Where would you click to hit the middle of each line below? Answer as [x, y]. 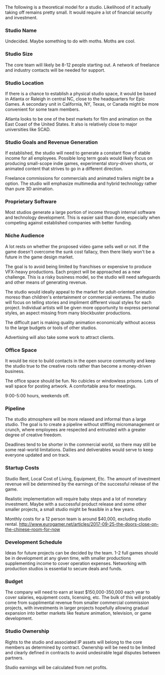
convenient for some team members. [43, 109]
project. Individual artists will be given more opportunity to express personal [82, 307]
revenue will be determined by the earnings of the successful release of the [82, 484]
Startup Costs [22, 468]
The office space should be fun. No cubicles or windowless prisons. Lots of [82, 381]
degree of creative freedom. [34, 435]
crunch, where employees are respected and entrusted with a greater [76, 430]
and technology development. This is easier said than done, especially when [83, 217]
